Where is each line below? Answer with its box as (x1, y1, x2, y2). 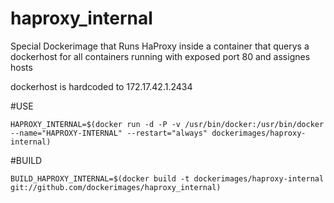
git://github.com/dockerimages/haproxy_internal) (10, 182, 222, 192)
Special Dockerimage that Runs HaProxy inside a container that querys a (10, 40, 310, 52)
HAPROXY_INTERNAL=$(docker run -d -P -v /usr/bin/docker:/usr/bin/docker (10, 119, 325, 129)
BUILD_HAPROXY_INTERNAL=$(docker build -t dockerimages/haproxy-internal (10, 173, 325, 184)
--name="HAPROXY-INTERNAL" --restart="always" (10, 128, 208, 138)
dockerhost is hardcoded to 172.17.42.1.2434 (10, 80, 193, 92)
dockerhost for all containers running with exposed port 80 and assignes (10, 50, 311, 62)
